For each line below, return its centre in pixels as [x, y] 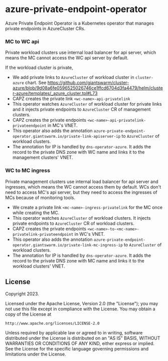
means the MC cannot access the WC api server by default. [67, 58]
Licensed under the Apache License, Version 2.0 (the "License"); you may [82, 304]
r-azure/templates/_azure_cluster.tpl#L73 [55, 94]
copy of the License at [28, 314]
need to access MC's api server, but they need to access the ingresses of [81, 192]
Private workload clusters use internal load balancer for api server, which [81, 53]
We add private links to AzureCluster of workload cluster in [73, 77]
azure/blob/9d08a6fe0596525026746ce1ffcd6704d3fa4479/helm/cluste [88, 88]
